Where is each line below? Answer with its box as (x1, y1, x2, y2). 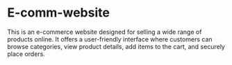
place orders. (7, 50, 45, 58)
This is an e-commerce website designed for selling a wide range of (7, 28, 202, 36)
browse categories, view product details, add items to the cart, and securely (7, 42, 226, 50)
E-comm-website (7, 5, 110, 21)
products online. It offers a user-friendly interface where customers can (7, 35, 213, 43)
